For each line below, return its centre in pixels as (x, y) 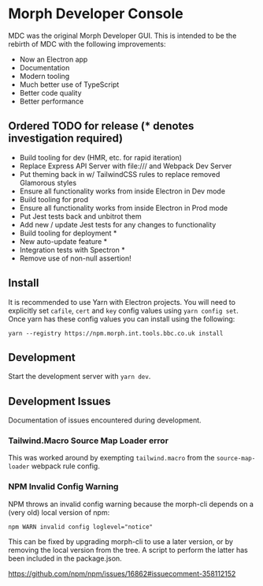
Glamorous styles (48, 182)
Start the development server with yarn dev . (80, 377)
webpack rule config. (65, 466)
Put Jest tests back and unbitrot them (80, 216)
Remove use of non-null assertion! (75, 258)
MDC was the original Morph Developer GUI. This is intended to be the (122, 36)
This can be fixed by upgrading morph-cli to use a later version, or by (121, 541)
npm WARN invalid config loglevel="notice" (81, 527)
